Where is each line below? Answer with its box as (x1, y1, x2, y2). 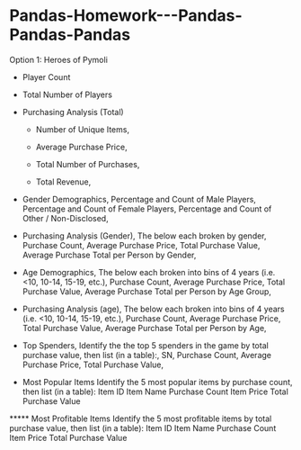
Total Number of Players (22, 89, 112, 100)
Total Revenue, (35, 176, 92, 187)
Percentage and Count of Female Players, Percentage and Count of (22, 203, 272, 214)
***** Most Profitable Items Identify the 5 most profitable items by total (9, 413, 272, 424)
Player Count (22, 71, 71, 82)
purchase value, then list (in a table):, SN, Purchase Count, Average (22, 349, 272, 360)
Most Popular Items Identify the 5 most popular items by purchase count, (22, 376, 294, 387)
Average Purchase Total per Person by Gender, (22, 249, 197, 260)
